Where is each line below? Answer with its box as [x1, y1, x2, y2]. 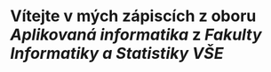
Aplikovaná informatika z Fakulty [10, 25, 262, 45]
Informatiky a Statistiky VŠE [10, 44, 225, 63]
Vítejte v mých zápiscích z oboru [10, 6, 257, 26]
